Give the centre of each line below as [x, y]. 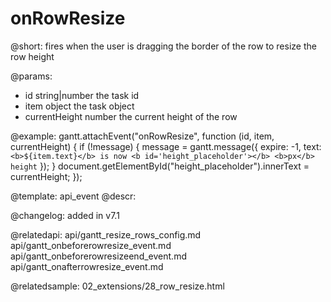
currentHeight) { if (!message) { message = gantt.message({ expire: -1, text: [166, 146]
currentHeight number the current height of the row [131, 116]
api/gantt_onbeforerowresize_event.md [91, 245]
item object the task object [79, 106]
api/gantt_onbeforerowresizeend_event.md [98, 256]
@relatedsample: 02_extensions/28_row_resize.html [117, 286]
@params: [31, 76]
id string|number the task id [82, 95]
